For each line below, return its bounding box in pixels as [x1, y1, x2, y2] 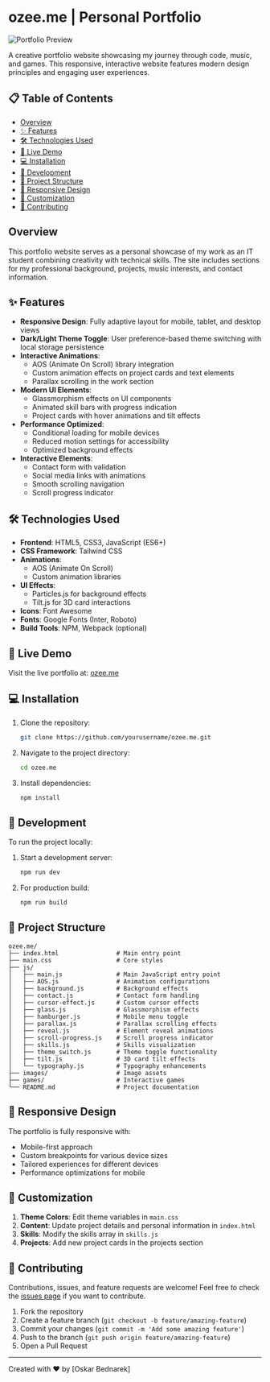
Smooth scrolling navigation [31, 479, 125, 489]
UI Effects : [19, 581, 56, 590]
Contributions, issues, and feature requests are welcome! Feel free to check [8, 1283, 260, 1293]
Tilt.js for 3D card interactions [31, 598, 131, 607]
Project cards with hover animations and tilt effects [31, 411, 201, 420]
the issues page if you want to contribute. [8, 1291, 146, 1301]
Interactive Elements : [19, 453, 93, 463]
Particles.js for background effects [31, 589, 147, 599]
